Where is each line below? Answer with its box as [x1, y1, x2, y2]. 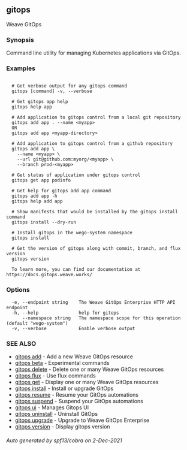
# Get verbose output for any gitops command [11, 83, 128, 89]
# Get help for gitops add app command [11, 188, 111, 194]
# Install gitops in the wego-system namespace [11, 230, 133, 236]
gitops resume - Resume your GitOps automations [14, 391, 139, 398]
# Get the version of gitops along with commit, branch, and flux [11, 246, 181, 252]
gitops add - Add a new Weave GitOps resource [14, 353, 134, 360]
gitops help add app [11, 198, 63, 204]
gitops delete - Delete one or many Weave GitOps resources [14, 366, 164, 373]
